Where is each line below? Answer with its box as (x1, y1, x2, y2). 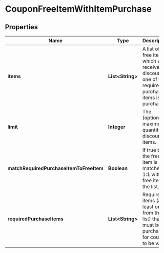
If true (142, 147, 156, 153)
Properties (5, 23, 38, 31)
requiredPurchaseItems (7, 215, 63, 222)
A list (142, 45, 154, 52)
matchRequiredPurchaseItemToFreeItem (7, 165, 104, 172)
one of (142, 76, 158, 82)
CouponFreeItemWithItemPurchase (5, 3, 152, 15)
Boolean (108, 165, 128, 172)
